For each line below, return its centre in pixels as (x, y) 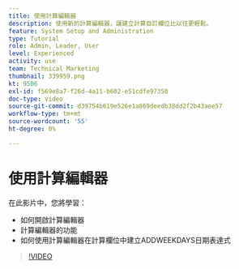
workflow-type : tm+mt (45, 114)
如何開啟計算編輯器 (52, 220)
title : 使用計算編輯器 (43, 16)
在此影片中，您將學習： (47, 203)
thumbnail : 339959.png (47, 76)
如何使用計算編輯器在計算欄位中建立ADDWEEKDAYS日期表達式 (125, 240)
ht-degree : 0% (32, 129)
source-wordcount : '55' (49, 122)
